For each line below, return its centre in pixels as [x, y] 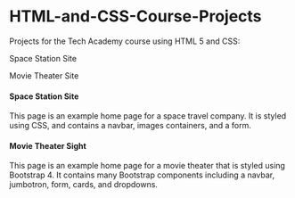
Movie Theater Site [44, 75]
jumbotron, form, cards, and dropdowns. [84, 185]
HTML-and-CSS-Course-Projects [135, 16]
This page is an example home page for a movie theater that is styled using [147, 166]
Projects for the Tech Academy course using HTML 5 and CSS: [125, 41]
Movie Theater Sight [48, 145]
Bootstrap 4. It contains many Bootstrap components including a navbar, [142, 175]
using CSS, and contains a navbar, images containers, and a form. [131, 126]
